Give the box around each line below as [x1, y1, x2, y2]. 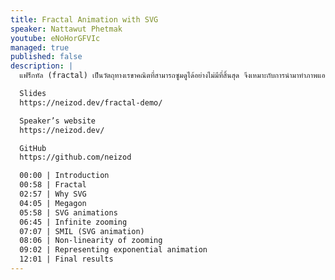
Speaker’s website [19, 116, 97, 126]
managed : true [10, 42, 70, 53]
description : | [10, 61, 74, 71]
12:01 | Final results [19, 254, 114, 265]
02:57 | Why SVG [19, 189, 87, 199]
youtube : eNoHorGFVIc [10, 33, 101, 43]
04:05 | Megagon [19, 198, 87, 208]
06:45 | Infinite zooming [19, 217, 128, 227]
